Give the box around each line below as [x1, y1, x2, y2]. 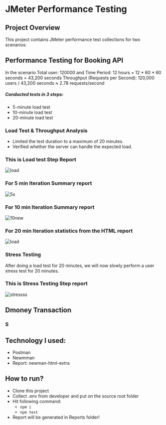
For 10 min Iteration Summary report [5, 203, 95, 210]
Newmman [12, 355, 35, 361]
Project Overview [5, 23, 60, 32]
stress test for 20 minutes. [5, 268, 59, 274]
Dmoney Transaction [5, 306, 72, 314]
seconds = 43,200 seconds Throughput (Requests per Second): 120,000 [5, 75, 155, 81]
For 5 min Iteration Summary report [5, 180, 92, 187]
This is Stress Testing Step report [5, 280, 88, 287]
